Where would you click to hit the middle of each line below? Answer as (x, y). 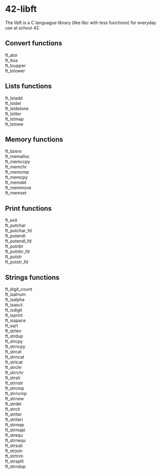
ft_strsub (14, 446)
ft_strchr (13, 367)
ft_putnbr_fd (17, 252)
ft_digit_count (19, 289)
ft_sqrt (12, 326)
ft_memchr (16, 167)
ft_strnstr (14, 383)
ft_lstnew (14, 124)
